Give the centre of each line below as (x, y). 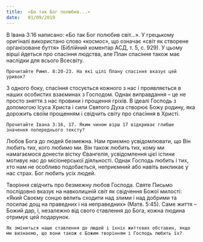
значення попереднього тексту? (46, 130)
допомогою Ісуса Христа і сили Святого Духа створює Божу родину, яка (101, 107)
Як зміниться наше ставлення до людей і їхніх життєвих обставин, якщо (98, 228)
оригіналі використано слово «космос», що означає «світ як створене (98, 41)
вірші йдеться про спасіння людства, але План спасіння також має (93, 54)
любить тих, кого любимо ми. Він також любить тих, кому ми (85, 147)
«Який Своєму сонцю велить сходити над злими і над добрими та (92, 197)
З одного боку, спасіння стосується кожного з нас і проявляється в (94, 88)
